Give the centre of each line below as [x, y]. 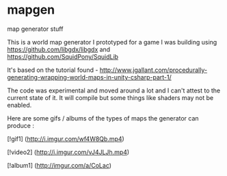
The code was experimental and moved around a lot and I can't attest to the [114, 90]
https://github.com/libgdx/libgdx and [59, 49]
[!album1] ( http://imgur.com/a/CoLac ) [59, 165]
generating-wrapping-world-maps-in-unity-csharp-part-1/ [90, 77]
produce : [21, 125]
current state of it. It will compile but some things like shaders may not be [110, 97]
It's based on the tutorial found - [53, 70]
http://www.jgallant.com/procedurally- [153, 70]
